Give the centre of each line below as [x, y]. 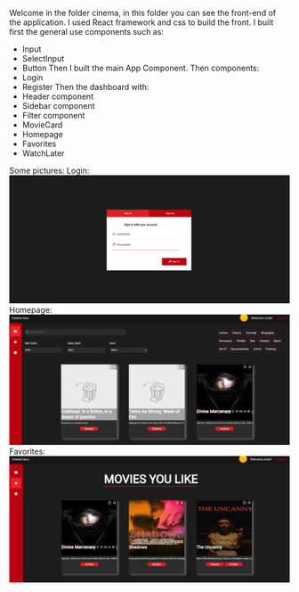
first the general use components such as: [87, 32]
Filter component [53, 115]
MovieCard [42, 125]
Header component [58, 96]
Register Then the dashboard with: [85, 87]
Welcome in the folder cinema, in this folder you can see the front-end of [143, 13]
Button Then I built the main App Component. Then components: [141, 68]
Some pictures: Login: [49, 170]
